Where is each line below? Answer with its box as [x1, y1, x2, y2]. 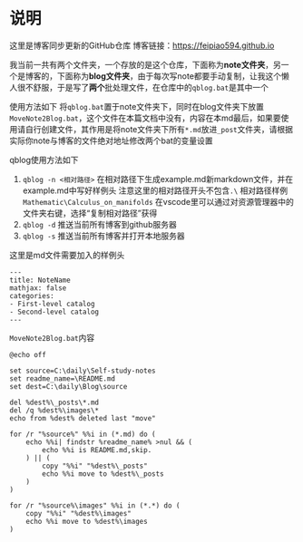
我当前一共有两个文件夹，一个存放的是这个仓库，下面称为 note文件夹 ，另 [9, 59, 281, 70]
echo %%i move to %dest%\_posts [42, 469, 165, 479]
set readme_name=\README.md [9, 373, 116, 383]
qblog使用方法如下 [9, 154, 79, 165]
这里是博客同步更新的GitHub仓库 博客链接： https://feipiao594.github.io [9, 40, 275, 51]
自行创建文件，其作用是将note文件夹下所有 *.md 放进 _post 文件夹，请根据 [24, 123, 293, 134]
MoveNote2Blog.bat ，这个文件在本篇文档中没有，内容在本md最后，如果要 [9, 112, 281, 123]
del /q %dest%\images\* [9, 405, 100, 415]
